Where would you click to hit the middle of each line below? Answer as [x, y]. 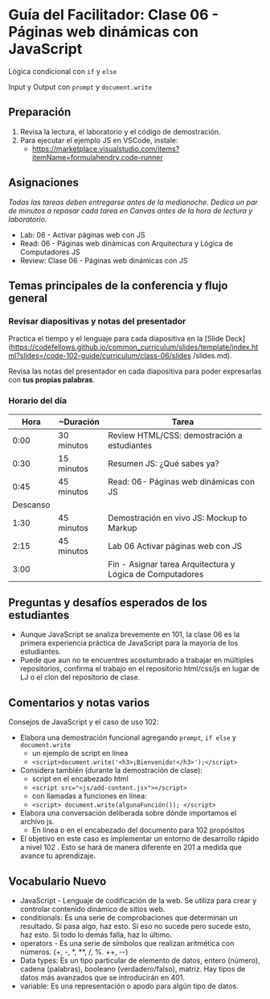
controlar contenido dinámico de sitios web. [92, 909]
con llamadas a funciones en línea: [89, 796]
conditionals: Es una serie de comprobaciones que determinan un [129, 917]
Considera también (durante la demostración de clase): [111, 770]
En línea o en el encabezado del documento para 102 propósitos [138, 830]
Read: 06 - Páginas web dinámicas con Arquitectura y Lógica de [127, 243]
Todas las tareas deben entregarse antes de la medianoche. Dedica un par [133, 202]
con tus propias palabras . [51, 380]
